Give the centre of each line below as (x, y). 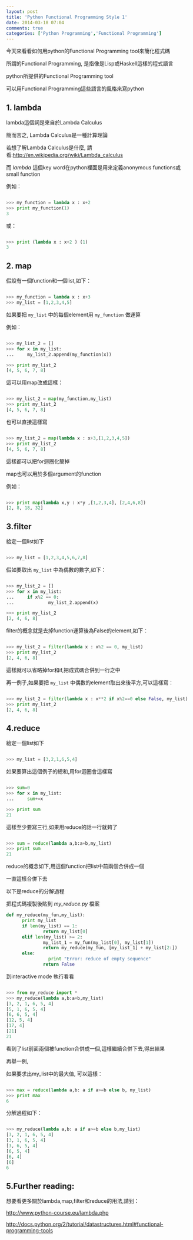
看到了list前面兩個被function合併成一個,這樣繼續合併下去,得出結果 (86, 1048)
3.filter (19, 526)
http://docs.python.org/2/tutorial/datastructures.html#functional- (85, 1224)
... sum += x (25, 799)
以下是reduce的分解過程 (35, 891)
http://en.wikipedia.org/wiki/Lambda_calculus (68, 155)
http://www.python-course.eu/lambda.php (57, 1213)
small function (23, 174)
